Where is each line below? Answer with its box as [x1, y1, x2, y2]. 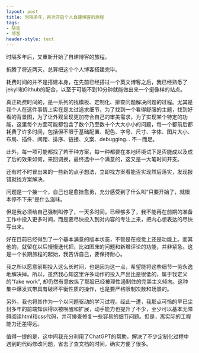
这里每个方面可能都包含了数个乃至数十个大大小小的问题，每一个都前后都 [16, 121, 193, 128]
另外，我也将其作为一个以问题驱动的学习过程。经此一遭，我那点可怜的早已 [6, 298, 188, 305]
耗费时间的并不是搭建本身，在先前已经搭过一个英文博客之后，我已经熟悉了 [6, 78, 188, 85]
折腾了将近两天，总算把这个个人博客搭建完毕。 [6, 66, 120, 73]
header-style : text [6, 36, 54, 42]
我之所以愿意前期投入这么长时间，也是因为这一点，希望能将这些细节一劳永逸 [6, 263, 193, 270]
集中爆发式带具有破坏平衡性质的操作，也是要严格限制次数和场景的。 [6, 285, 172, 292]
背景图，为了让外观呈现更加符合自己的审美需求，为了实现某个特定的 [16, 113, 182, 120]
